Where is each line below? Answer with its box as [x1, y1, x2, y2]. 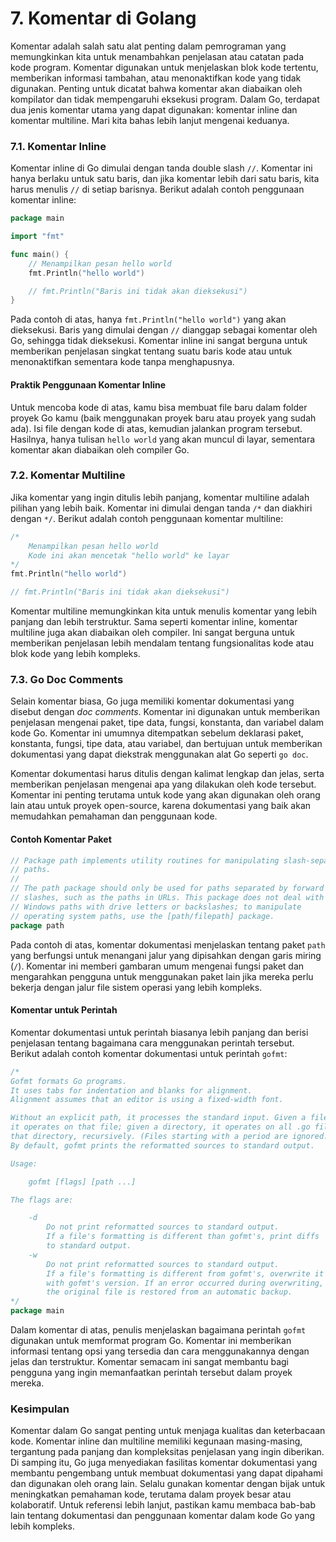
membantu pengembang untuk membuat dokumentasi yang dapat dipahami [10, 1467, 323, 1479]
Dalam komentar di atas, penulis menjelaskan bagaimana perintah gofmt [10, 1324, 307, 1336]
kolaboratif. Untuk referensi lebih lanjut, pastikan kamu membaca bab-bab [10, 1499, 317, 1511]
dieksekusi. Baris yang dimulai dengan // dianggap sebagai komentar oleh [10, 324, 318, 336]
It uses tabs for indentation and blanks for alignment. [10, 1085, 253, 1096]
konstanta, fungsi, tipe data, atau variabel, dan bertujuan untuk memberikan [10, 738, 323, 750]
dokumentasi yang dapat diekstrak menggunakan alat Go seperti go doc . [10, 748, 309, 761]
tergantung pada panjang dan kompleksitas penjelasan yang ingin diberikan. [10, 1446, 325, 1458]
